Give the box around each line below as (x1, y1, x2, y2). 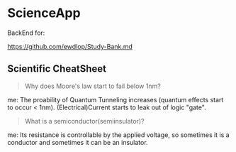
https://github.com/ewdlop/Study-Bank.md (7, 42, 133, 50)
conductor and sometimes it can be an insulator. (7, 138, 148, 146)
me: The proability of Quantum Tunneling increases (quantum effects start (7, 95, 224, 104)
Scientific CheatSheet (7, 63, 107, 75)
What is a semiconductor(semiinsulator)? (24, 116, 145, 125)
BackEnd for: (7, 28, 45, 37)
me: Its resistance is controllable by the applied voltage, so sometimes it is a (7, 130, 230, 139)
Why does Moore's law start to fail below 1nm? (24, 82, 161, 90)
